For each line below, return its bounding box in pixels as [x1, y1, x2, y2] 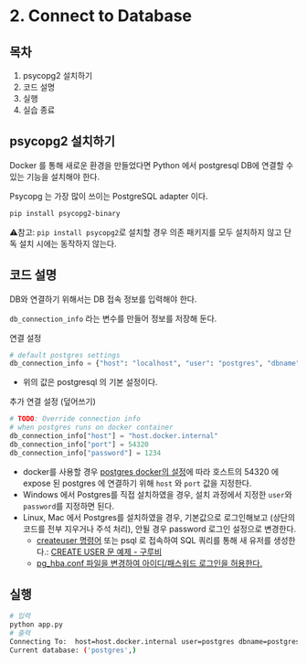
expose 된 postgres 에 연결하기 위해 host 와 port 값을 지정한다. [22, 477, 252, 488]
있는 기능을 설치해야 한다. [9, 171, 101, 182]
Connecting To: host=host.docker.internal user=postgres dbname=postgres [9, 637, 301, 647]
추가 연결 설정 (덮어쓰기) [9, 396, 96, 407]
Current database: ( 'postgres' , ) [9, 646, 137, 655]
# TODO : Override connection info [9, 414, 142, 423]
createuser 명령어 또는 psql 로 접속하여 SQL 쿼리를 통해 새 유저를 [36, 534, 272, 545]
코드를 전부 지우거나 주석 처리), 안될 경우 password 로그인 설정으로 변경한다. [22, 523, 297, 534]
